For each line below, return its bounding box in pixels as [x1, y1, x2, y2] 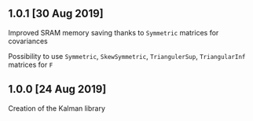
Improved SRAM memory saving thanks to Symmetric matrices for [8, 27, 219, 37]
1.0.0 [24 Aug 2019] [8, 82, 107, 96]
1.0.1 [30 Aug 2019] [8, 7, 104, 20]
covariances [8, 36, 49, 46]
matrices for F [8, 60, 53, 69]
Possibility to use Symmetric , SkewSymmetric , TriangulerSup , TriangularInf [8, 51, 246, 60]
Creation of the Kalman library [8, 103, 106, 113]
